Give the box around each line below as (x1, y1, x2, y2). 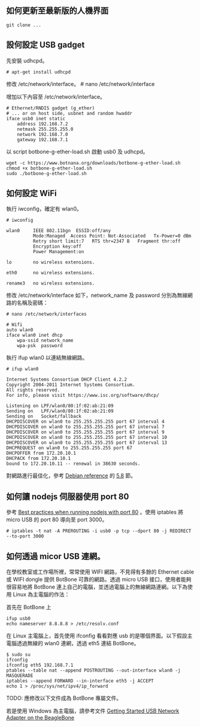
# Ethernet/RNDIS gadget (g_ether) (6, 105, 95, 111)
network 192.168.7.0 (17, 131, 68, 137)
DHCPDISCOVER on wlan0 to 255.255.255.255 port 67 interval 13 (6, 440, 168, 446)
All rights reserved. (6, 387, 60, 393)
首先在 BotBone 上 (6, 604, 51, 611)
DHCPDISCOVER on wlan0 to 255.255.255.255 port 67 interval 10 (6, 435, 168, 441)
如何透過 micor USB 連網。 (6, 551, 105, 561)
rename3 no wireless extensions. (6, 280, 95, 287)
